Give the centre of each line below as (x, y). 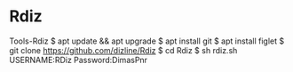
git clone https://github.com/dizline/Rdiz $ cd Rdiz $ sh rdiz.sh (123, 50)
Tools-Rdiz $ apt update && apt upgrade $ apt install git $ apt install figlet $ (147, 41)
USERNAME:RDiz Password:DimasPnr (79, 60)
